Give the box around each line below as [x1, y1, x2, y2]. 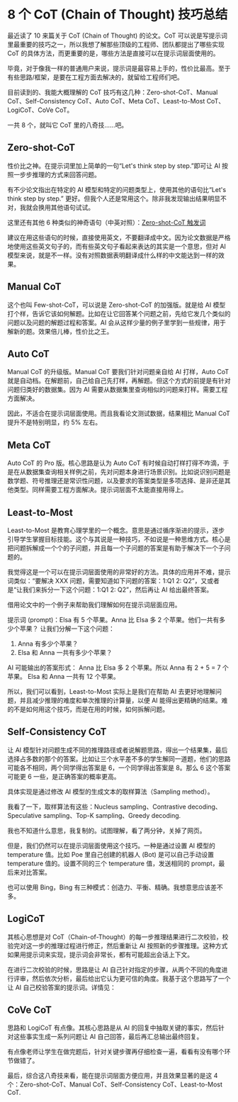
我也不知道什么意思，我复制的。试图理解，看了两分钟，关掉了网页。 [7, 826, 206, 835]
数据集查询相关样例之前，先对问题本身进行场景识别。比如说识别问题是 [25, 468, 231, 476]
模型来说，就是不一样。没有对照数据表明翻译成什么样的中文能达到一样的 [7, 251, 218, 259]
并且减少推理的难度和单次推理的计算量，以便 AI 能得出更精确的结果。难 [19, 696, 228, 704]
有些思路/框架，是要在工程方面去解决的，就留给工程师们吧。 [7, 72, 184, 81]
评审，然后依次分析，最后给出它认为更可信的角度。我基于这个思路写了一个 [13, 974, 231, 982]
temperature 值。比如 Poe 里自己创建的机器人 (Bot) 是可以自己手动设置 [7, 850, 215, 858]
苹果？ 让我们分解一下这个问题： [19, 624, 115, 633]
